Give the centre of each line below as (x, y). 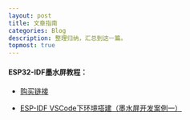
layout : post (30, 16)
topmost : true (32, 46)
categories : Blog (37, 30)
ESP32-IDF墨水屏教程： (48, 72)
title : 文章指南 (33, 23)
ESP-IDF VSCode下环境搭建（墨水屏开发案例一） (101, 108)
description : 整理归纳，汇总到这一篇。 (67, 38)
